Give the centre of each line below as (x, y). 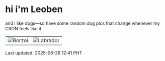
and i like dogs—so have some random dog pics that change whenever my (82, 23)
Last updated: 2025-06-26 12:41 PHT (44, 53)
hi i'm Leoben (34, 9)
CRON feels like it (23, 28)
